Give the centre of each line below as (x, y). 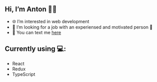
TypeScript (24, 74)
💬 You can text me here (37, 32)
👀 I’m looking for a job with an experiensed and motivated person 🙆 (82, 27)
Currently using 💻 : (36, 49)
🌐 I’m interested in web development (51, 21)
